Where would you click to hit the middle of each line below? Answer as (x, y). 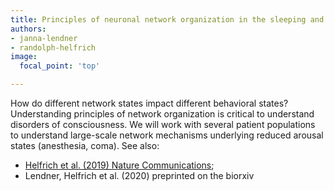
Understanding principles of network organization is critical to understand (162, 114)
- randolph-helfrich (53, 47)
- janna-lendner (44, 38)
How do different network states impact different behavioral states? (149, 103)
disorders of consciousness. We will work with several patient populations (163, 124)
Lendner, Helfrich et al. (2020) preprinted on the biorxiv (139, 175)
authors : (28, 29)
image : (24, 57)
